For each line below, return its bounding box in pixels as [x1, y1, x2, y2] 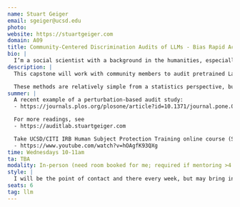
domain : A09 [7, 37, 43, 44]
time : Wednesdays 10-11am [7, 148, 84, 156]
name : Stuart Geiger [7, 10, 69, 18]
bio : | [7, 51, 27, 58]
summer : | [7, 90, 37, 97]
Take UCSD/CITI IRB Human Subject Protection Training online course [14, 135, 225, 143]
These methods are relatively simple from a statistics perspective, [14, 83, 225, 90]
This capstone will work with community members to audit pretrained [14, 70, 225, 77]
